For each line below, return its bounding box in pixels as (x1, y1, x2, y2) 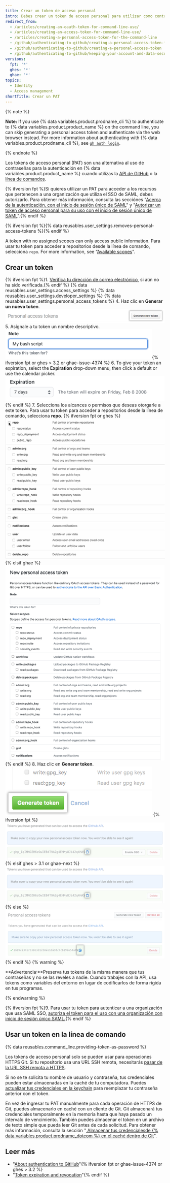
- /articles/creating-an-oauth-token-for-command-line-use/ (10, 24, 139, 29)
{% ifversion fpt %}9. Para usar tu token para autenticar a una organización (5, 1005, 163, 1011)
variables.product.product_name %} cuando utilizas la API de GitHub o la (5, 170, 158, 176)
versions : (5, 56, 26, 61)
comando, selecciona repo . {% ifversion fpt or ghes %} (5, 413, 121, 419)
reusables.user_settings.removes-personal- (63, 222, 154, 229)
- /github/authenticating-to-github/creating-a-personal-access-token (10, 46, 162, 51)
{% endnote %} (5, 150, 38, 156)
